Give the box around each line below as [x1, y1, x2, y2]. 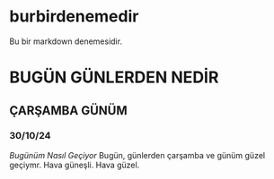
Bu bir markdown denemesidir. [9, 36, 123, 47]
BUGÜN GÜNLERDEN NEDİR [9, 67, 219, 88]
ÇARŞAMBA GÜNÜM [9, 103, 128, 118]
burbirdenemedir [9, 6, 139, 27]
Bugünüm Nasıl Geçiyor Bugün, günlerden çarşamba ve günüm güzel [9, 149, 266, 160]
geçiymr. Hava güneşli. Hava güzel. [9, 159, 140, 170]
